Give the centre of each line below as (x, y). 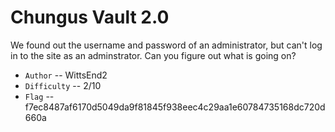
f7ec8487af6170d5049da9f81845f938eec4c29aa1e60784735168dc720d (175, 107)
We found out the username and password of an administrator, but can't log (166, 45)
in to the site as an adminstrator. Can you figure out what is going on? (153, 55)
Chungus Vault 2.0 (90, 17)
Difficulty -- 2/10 (63, 85)
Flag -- (39, 96)
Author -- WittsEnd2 (66, 75)
